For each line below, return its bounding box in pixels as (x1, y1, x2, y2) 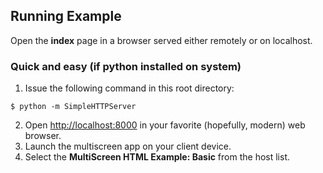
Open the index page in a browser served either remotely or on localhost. (10, 34, 313, 46)
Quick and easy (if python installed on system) (10, 59, 242, 73)
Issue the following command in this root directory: (24, 82, 235, 94)
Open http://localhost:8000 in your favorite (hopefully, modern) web (24, 119, 306, 131)
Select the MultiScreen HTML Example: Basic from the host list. (24, 151, 290, 163)
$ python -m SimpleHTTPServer (10, 102, 137, 112)
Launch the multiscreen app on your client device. (24, 140, 232, 153)
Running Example (10, 8, 122, 25)
